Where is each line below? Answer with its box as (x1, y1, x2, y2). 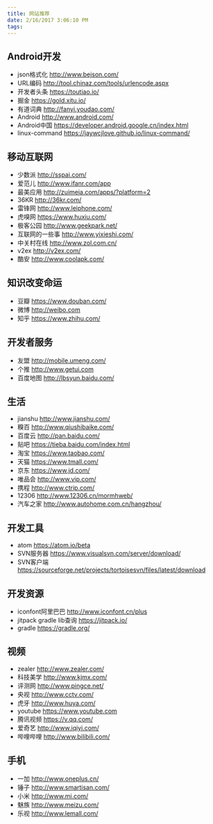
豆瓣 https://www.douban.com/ (17, 297, 107, 305)
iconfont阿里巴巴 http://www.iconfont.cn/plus (17, 607, 148, 616)
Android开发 (7, 50, 61, 63)
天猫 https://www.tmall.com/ (17, 458, 99, 466)
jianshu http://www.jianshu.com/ (17, 415, 110, 423)
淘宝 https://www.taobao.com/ (17, 449, 105, 457)
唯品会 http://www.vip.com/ (17, 475, 96, 484)
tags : (7, 23, 23, 30)
